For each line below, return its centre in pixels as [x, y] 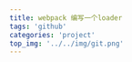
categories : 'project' [52, 35]
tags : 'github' [38, 26]
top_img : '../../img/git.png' [67, 43]
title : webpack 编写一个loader [66, 18]
